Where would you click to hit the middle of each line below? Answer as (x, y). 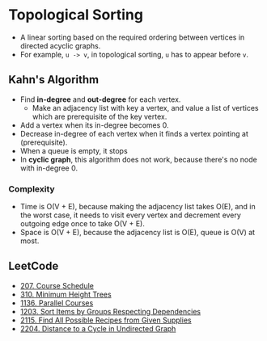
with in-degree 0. (49, 168)
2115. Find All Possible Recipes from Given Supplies (106, 320)
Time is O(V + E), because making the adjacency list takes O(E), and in (138, 207)
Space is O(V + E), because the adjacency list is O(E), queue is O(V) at (138, 233)
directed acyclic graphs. (60, 45)
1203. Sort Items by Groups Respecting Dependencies (110, 311)
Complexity (32, 189)
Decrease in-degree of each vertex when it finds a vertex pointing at (134, 133)
